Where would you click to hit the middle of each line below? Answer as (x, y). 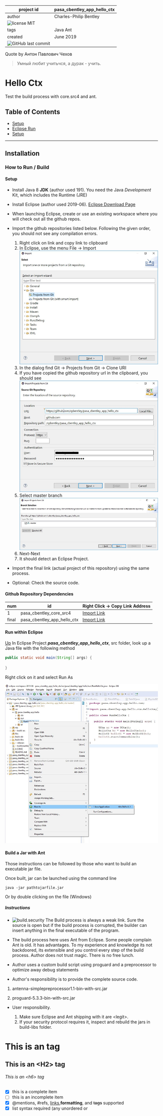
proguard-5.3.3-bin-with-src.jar (44, 998)
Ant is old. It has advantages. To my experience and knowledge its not (82, 945)
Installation (22, 154)
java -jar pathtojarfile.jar (34, 888)
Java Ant (63, 30)
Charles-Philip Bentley (77, 16)
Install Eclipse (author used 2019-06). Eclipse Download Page (74, 204)
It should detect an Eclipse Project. (54, 559)
